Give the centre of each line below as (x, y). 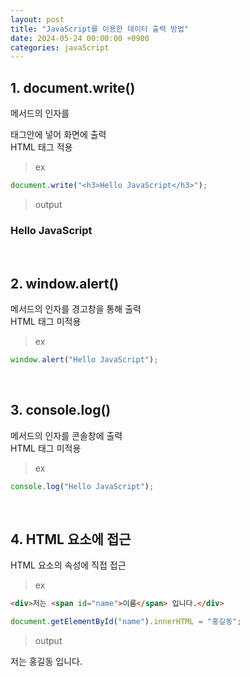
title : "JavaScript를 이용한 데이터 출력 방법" (100, 29)
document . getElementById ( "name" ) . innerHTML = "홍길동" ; (126, 622)
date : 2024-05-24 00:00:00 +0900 (80, 38)
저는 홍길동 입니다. (46, 662)
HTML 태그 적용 (41, 147)
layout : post (37, 19)
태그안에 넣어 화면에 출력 (58, 135)
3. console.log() (61, 410)
